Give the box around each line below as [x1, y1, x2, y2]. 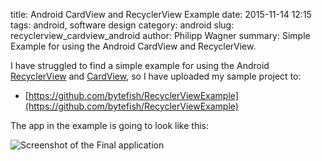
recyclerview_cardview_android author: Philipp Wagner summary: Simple [10, 30, 311, 41]
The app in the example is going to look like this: [10, 120, 209, 131]
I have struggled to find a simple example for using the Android [10, 60, 270, 71]
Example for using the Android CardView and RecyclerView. [10, 40, 257, 52]
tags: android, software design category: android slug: [10, 19, 235, 31]
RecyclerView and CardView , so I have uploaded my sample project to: [10, 70, 302, 82]
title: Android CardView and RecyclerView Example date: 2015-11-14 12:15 [10, 9, 312, 20]
